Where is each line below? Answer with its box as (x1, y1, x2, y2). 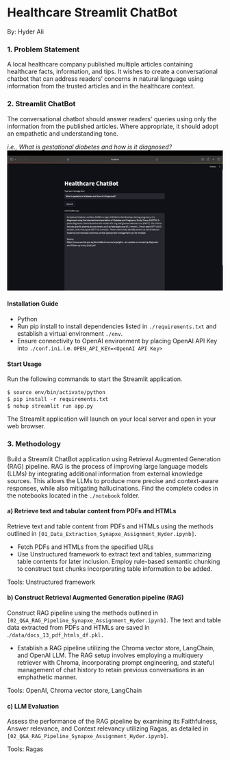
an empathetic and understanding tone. (7, 129, 118, 138)
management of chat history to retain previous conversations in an (16, 665, 205, 674)
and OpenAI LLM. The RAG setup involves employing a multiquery (16, 651, 203, 659)
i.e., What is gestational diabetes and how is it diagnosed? (7, 143, 172, 151)
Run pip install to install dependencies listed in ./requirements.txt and (16, 322, 217, 330)
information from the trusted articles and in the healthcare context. (7, 82, 195, 90)
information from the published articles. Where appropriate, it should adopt (7, 122, 219, 130)
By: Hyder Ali (7, 27, 44, 36)
